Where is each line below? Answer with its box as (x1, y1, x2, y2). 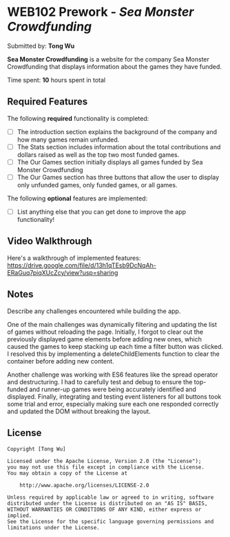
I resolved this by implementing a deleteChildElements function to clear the (7, 350, 220, 358)
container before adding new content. (7, 357, 115, 365)
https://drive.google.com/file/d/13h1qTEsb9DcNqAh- (7, 261, 157, 270)
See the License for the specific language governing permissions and (7, 518, 214, 525)
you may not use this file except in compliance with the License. (7, 464, 205, 471)
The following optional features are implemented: (7, 194, 148, 202)
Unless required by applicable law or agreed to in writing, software (7, 493, 214, 501)
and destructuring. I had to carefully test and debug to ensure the (7, 377, 193, 386)
